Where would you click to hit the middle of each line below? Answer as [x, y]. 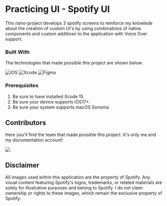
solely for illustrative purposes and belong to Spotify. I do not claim [74, 188]
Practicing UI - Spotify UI [57, 9]
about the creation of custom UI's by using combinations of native [73, 28]
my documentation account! [34, 140]
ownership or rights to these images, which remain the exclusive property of [84, 193]
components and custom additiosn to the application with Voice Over [76, 33]
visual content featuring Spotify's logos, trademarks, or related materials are [84, 182]
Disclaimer [22, 165]
